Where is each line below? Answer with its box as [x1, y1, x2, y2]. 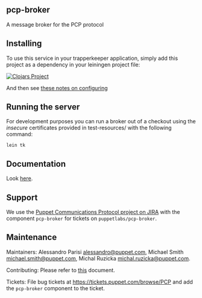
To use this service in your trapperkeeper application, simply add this [6, 54, 178, 62]
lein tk [6, 142, 26, 149]
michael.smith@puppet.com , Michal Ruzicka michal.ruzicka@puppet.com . [6, 254, 191, 262]
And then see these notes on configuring [6, 84, 108, 91]
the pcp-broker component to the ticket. [6, 284, 106, 292]
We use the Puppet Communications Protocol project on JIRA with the [6, 209, 180, 216]
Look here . [6, 175, 33, 182]
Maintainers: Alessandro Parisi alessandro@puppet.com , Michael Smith [6, 248, 184, 256]
